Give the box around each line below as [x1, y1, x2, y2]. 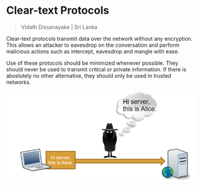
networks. [6, 79, 31, 86]
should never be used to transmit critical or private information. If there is [6, 65, 187, 73]
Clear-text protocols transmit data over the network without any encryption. [6, 35, 193, 42]
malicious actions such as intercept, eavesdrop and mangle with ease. [6, 47, 180, 55]
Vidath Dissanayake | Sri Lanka [20, 23, 98, 31]
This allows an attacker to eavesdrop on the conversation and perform [6, 41, 180, 49]
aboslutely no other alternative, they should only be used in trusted [6, 72, 172, 79]
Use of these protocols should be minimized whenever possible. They [6, 59, 178, 67]
